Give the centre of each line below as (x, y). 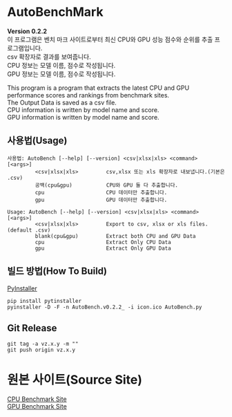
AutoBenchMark (55, 12)
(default (20, 230)
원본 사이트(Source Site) (75, 379)
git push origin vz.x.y (41, 350)
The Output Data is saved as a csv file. (62, 102)
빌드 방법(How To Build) (57, 271)
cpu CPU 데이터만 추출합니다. (101, 192)
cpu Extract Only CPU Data (103, 242)
